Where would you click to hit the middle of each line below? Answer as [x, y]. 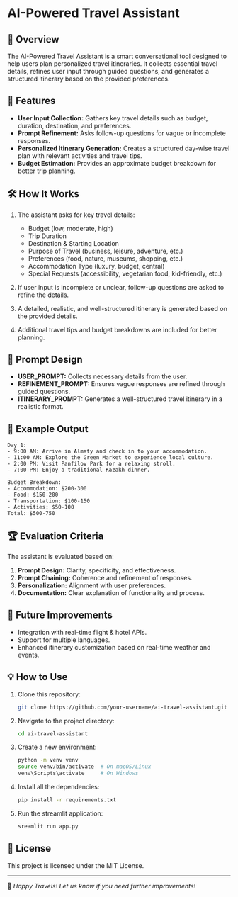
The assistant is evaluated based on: [61, 557]
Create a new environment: [57, 747]
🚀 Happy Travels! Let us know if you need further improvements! [102, 886]
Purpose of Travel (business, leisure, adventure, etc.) [106, 251]
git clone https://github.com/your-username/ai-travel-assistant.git [123, 707]
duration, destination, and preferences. [74, 125]
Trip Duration [47, 236]
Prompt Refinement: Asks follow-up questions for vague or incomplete [122, 133]
